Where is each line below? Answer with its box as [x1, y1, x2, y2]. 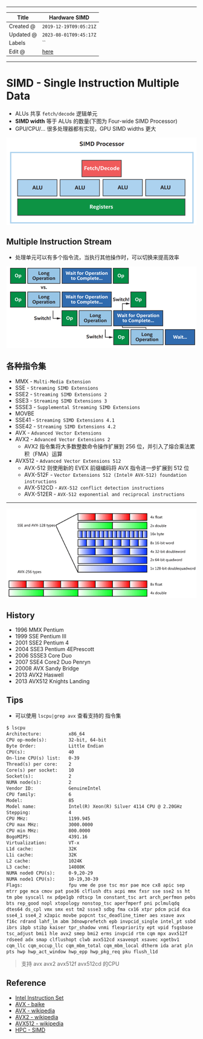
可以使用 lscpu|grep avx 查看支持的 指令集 [14, 712, 121, 719]
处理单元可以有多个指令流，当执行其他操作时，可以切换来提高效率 [14, 254, 179, 261]
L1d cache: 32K [6, 845, 77, 852]
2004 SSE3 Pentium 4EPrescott [14, 645, 95, 652]
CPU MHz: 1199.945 [6, 815, 91, 822]
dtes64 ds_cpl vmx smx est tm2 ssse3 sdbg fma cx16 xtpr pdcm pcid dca [6, 906, 190, 913]
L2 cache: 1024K [6, 857, 83, 864]
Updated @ [8, 31, 37, 38]
